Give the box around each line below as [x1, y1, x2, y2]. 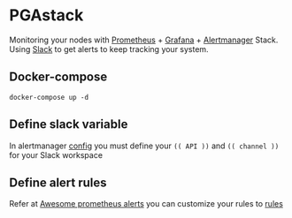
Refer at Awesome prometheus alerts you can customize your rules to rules [9, 199, 283, 209]
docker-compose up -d [9, 93, 89, 101]
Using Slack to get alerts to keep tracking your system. [9, 43, 210, 54]
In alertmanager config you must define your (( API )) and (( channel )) [9, 140, 280, 151]
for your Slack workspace [9, 149, 104, 160]
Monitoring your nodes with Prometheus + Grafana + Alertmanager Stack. [9, 34, 279, 45]
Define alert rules [9, 175, 108, 190]
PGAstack [9, 5, 84, 26]
